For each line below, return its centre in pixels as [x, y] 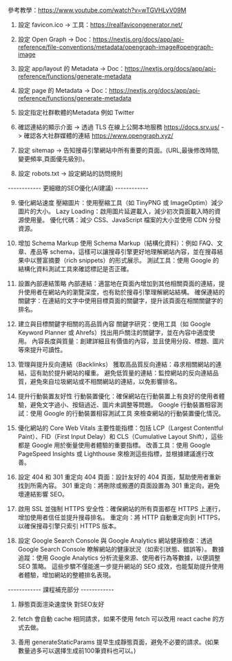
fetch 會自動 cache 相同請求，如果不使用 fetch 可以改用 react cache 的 [118, 619]
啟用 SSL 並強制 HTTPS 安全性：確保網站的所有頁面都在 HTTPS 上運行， [121, 509]
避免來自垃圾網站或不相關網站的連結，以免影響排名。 [105, 381]
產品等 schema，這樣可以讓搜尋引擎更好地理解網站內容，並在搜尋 [124, 252]
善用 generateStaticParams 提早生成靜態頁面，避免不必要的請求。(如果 [118, 642]
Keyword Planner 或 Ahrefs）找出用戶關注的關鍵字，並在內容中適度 [113, 333]
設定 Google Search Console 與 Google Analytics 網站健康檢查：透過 [115, 541]
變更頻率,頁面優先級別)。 [53, 159]
